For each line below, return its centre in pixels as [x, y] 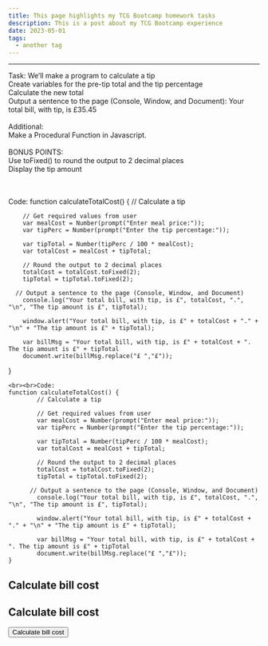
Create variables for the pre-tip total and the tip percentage [106, 84]
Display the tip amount [45, 169]
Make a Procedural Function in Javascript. [77, 135]
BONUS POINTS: [36, 152]
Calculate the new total [46, 93]
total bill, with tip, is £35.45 [53, 110]
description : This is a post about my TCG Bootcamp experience [116, 23]
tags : [17, 38]
